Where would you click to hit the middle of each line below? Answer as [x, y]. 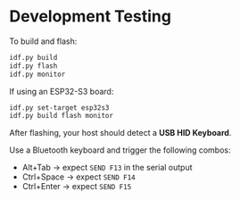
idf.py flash [33, 66]
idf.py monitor [37, 74]
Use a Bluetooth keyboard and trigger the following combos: [120, 150]
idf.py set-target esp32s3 [59, 108]
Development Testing [91, 17]
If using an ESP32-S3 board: [62, 91]
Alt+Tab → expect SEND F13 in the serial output [108, 168]
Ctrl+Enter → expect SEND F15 [77, 187]
